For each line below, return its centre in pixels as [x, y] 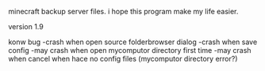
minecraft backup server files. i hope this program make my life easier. [123, 11]
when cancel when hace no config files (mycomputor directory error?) [123, 59]
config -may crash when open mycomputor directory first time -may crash [130, 50]
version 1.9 [26, 26]
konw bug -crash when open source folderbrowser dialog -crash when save [133, 42]
